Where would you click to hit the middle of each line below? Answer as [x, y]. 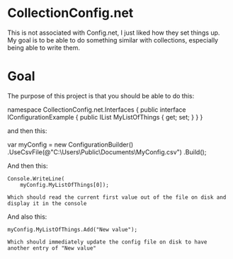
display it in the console [47, 203]
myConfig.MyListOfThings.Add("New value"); [73, 229]
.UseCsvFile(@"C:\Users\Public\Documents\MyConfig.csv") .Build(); [107, 152]
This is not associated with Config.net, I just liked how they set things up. [114, 33]
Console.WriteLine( [36, 178]
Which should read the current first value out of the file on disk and [117, 197]
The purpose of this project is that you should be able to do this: [101, 96]
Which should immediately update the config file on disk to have [107, 242]
